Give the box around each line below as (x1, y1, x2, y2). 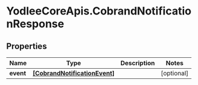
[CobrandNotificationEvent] (32, 69, 115, 77)
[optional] (160, 69, 189, 77)
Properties (6, 41, 47, 51)
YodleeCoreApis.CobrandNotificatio (6, 4, 192, 18)
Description (120, 59, 156, 67)
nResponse (6, 17, 65, 31)
